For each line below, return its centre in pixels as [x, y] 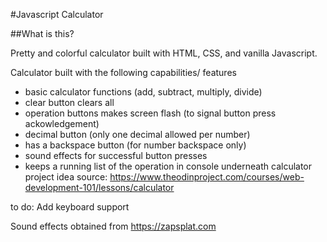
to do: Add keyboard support [70, 207]
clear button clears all [69, 102]
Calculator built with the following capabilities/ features [123, 72]
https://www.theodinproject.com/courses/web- [207, 177]
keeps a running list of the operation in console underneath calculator [168, 166]
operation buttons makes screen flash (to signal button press [150, 113]
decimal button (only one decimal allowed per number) [137, 134]
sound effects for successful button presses [116, 155]
